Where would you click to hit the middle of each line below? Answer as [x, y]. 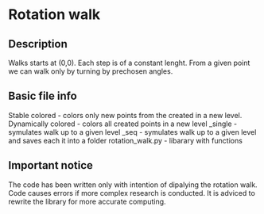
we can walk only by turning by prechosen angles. [91, 71]
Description [38, 44]
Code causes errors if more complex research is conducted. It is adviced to [132, 193]
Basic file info [43, 96]
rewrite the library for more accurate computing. [87, 201]
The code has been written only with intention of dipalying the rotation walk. [133, 185]
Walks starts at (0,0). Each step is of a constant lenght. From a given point [129, 63]
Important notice [51, 165]
